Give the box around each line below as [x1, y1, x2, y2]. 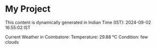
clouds [5, 39, 19, 45]
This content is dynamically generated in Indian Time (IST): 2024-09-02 [5, 19, 152, 25]
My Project [5, 3, 51, 15]
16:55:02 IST [5, 24, 31, 30]
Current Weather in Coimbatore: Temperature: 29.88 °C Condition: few [5, 34, 149, 40]
